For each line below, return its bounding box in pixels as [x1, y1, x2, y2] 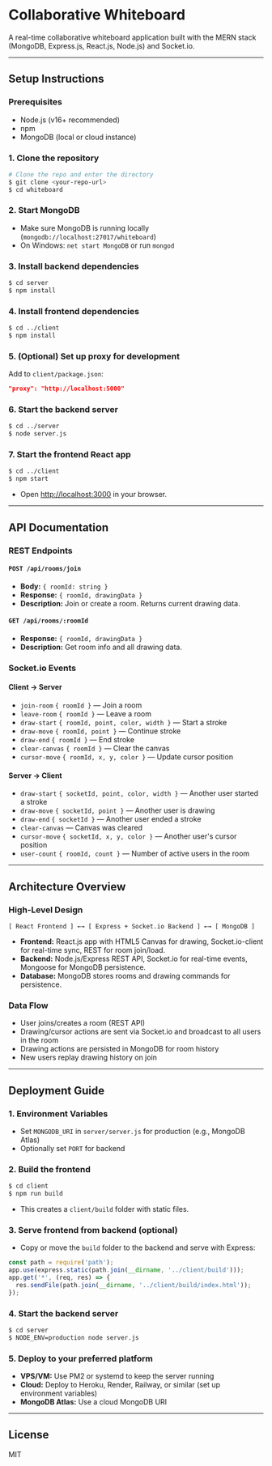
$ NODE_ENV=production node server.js [8, 1333, 139, 1341]
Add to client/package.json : [8, 369, 104, 379]
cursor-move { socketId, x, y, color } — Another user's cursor [19, 831, 237, 841]
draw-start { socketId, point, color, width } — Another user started [19, 788, 259, 798]
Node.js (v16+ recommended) [19, 115, 120, 125]
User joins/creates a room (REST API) [19, 1018, 146, 1028]
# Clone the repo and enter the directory [8, 170, 154, 179]
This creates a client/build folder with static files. [19, 1204, 189, 1213]
